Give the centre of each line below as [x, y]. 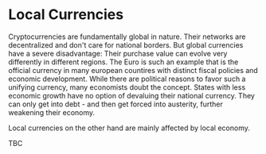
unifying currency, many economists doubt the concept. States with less [127, 87]
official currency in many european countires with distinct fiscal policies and [133, 70]
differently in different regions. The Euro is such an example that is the [123, 62]
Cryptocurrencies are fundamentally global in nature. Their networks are [127, 37]
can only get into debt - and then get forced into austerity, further [115, 104]
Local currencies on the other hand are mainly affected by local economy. [129, 128]
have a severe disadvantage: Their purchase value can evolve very [118, 53]
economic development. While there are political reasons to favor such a [127, 79]
